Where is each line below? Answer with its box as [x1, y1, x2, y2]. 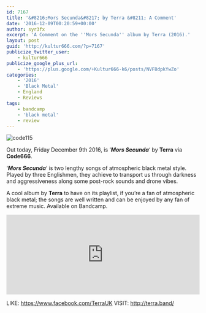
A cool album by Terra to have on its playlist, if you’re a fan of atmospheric [6, 190, 195, 197]
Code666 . [6, 153, 32, 160]
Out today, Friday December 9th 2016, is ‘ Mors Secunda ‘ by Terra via [6, 146, 183, 153]
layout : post [6, 37, 40, 44]
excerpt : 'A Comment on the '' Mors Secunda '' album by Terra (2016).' [6, 32, 191, 38]
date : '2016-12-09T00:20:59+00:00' [6, 20, 97, 26]
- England [17, 89, 43, 95]
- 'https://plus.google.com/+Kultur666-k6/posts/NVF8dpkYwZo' [17, 66, 180, 72]
